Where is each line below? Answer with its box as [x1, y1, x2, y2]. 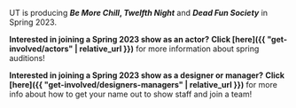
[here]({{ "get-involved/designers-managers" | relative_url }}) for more [9, 80, 277, 89]
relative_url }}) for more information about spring [79, 43, 260, 54]
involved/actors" [9, 43, 74, 54]
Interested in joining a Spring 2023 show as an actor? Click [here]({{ [9, 35, 266, 44]
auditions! [9, 53, 46, 63]
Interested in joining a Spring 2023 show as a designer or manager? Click [9, 70, 285, 81]
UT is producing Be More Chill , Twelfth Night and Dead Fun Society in [9, 8, 269, 18]
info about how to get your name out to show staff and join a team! [9, 89, 253, 99]
